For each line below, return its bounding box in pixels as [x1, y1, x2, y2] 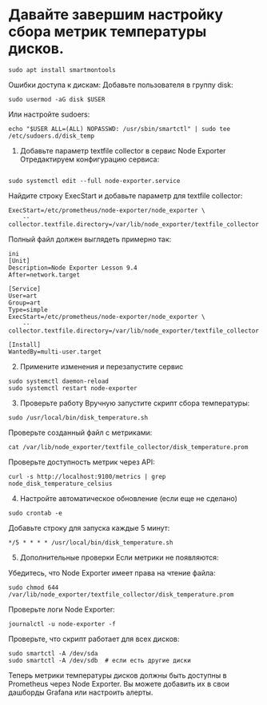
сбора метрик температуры [8, 22, 207, 41]
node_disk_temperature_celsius [8, 480, 113, 488]
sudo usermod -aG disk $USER [8, 95, 106, 103]
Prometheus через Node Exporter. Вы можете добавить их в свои [8, 679, 230, 688]
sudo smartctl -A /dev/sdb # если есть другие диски [8, 656, 192, 664]
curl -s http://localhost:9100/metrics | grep [8, 472, 166, 480]
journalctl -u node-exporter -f [8, 619, 116, 628]
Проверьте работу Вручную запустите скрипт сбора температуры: [19, 398, 250, 408]
